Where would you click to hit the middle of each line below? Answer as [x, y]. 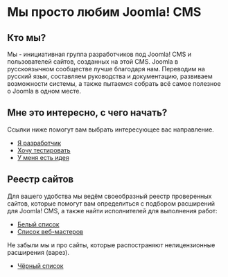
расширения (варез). [38, 252]
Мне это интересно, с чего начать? [87, 113]
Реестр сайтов [41, 180]
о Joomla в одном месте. [44, 91]
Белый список [38, 224]
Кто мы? [27, 38]
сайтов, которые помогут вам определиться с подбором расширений [111, 203]
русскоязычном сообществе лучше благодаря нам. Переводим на [106, 69]
